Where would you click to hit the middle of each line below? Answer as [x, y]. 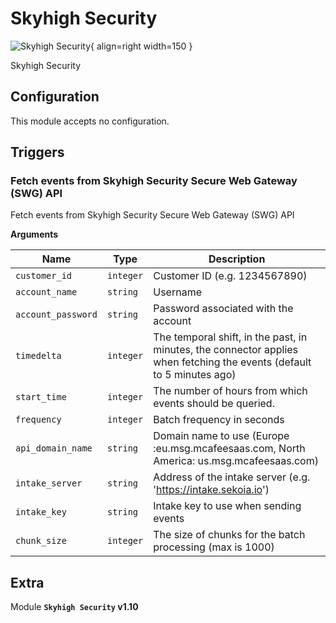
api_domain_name [54, 448]
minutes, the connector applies [226, 350]
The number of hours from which [230, 391]
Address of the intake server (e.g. [232, 477]
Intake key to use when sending [227, 506]
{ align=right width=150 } [141, 46]
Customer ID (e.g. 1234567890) [230, 276]
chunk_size [41, 541]
